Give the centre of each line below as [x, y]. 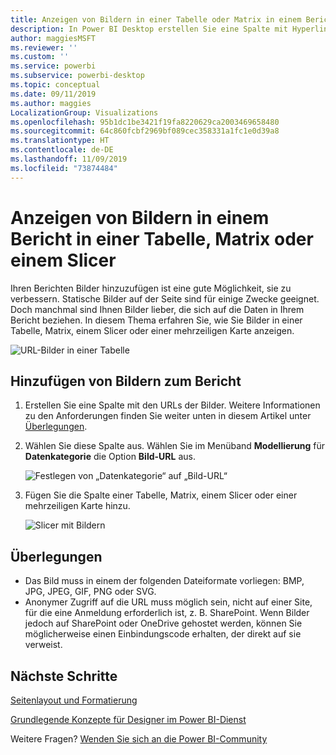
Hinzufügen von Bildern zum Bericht [126, 381]
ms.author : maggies [51, 103]
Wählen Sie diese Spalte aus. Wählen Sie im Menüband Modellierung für [174, 446]
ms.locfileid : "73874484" [64, 168]
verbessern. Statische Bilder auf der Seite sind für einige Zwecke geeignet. [165, 298]
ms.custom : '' [40, 57]
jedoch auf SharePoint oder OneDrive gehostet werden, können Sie [163, 623]
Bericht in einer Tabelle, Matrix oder [162, 238]
